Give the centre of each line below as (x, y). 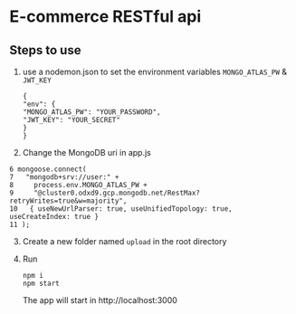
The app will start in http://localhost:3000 (100, 300)
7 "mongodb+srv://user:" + (64, 177)
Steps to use (45, 50)
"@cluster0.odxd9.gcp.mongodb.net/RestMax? (117, 193)
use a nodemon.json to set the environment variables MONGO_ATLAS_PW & (155, 71)
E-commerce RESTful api (105, 17)
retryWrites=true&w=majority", (68, 201)
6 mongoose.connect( (48, 169)
